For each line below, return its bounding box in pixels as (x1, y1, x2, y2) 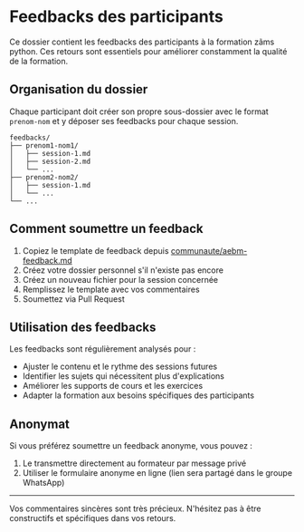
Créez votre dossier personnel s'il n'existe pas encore (22, 265, 224, 276)
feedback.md (22, 255, 72, 266)
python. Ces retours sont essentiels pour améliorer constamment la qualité (9, 45, 288, 56)
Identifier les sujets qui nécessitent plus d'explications (22, 371, 224, 382)
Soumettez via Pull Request (22, 293, 125, 305)
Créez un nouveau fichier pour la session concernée (22, 274, 219, 285)
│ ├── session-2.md (9, 157, 91, 166)
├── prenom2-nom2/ (9, 172, 79, 182)
